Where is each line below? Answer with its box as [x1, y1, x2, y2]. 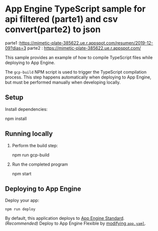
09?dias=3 [5, 45, 27, 51]
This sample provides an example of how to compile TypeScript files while [5, 54, 153, 60]
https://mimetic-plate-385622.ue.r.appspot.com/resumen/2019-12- [19, 40, 154, 46]
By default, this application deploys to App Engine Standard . [5, 216, 125, 221]
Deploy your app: [5, 198, 40, 203]
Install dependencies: [5, 106, 48, 112]
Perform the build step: [12, 142, 58, 148]
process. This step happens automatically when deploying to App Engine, [5, 74, 151, 80]
